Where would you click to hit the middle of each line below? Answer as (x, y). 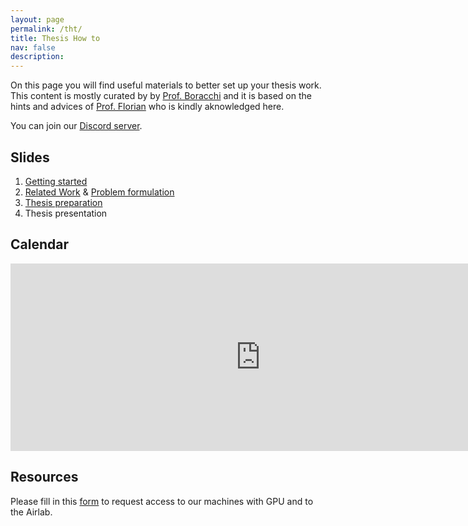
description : (37, 57)
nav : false (33, 47)
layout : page (37, 19)
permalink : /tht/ (46, 29)
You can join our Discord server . (76, 126)
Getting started (56, 181)
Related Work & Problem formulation (99, 192)
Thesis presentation (66, 213)
